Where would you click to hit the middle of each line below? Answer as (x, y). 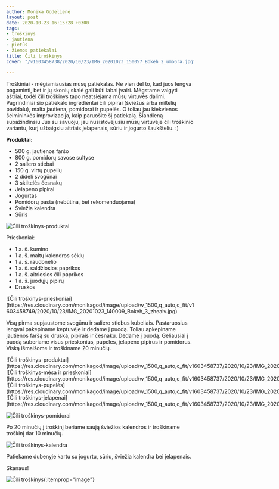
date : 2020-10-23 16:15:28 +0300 (48, 23)
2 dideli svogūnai (36, 176)
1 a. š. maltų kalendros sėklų (49, 255)
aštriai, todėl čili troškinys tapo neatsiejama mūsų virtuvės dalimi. (86, 96)
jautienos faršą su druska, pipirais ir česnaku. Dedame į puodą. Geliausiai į (97, 335)
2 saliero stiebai (34, 164)
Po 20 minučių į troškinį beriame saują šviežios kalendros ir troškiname (93, 427)
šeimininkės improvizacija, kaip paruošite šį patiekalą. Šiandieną (85, 115)
